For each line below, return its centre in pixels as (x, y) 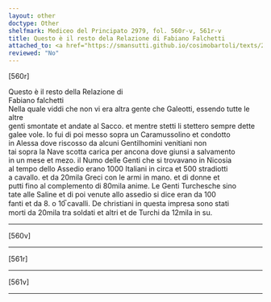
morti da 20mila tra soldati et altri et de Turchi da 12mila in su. (110, 213)
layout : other (32, 16)
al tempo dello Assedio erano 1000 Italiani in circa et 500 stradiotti (118, 169)
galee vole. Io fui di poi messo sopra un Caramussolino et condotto (120, 134)
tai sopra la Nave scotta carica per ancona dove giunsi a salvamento (122, 151)
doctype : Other (34, 23)
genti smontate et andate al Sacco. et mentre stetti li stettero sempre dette (132, 126)
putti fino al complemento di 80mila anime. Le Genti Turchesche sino (122, 186)
